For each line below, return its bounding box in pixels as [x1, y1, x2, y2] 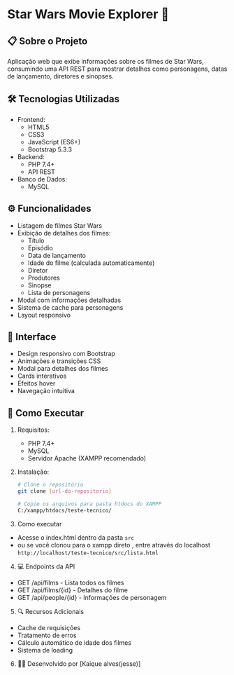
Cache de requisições [17, 623, 81, 632]
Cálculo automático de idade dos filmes [17, 638, 131, 647]
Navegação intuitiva [17, 387, 75, 395]
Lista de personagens [27, 288, 91, 296]
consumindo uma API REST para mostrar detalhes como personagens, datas [7, 64, 228, 73]
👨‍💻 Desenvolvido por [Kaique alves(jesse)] [17, 659, 141, 668]
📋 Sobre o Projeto [7, 35, 88, 47]
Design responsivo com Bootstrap [17, 350, 115, 358]
